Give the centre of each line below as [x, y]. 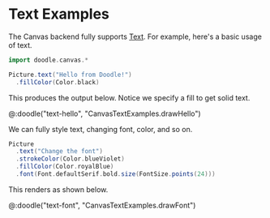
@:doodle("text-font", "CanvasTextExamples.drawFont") [102, 205]
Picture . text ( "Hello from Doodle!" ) [70, 75]
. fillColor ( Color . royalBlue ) [65, 167]
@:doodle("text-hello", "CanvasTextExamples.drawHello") [105, 113]
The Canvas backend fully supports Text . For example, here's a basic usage [135, 36]
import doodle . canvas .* [49, 60]
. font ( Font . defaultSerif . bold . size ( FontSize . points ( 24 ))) [116, 174]
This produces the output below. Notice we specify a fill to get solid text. [129, 97]
